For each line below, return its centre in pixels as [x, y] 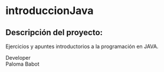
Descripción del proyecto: [54, 32]
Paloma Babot [22, 64]
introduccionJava [50, 11]
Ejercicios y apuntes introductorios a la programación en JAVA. [82, 46]
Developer [18, 58]
